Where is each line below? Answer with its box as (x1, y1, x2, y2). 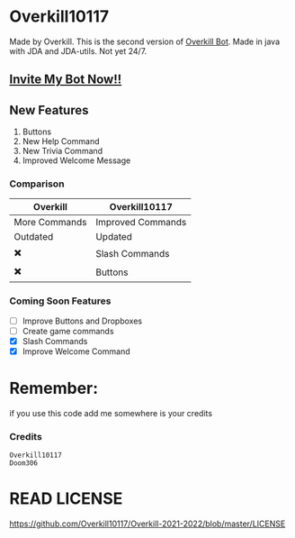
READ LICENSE (9, 488, 123, 509)
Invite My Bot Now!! (9, 72, 122, 87)
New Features (9, 102, 89, 118)
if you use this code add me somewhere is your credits (9, 407, 213, 418)
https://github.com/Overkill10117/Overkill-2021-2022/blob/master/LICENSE (9, 518, 286, 529)
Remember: (9, 378, 99, 398)
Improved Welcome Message (22, 155, 131, 166)
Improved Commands (95, 216, 187, 229)
